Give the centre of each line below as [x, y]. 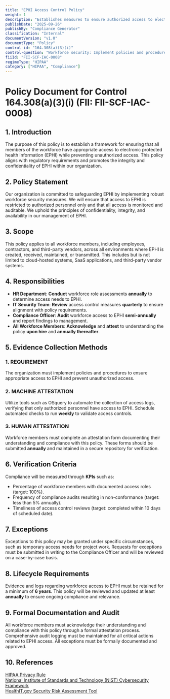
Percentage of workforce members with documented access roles [81, 486]
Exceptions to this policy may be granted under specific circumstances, [80, 542]
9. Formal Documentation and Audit [62, 613]
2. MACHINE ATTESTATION [39, 392]
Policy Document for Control [66, 92]
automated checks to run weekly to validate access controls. [69, 413]
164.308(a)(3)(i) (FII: [49, 103]
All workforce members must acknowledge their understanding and [75, 625]
